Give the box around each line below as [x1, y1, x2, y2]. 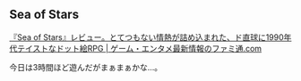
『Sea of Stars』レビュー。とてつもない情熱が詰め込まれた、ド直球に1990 [9, 31, 284, 43]
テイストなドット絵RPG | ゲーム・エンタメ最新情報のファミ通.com [16, 43, 262, 53]
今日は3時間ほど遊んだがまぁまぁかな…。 [9, 61, 163, 72]
